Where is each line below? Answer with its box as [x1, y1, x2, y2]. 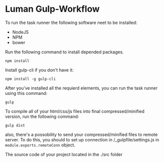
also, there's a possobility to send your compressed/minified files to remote [5, 131, 158, 138]
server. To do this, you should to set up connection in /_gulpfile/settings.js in [5, 137, 160, 142]
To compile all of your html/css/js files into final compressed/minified [5, 108, 145, 114]
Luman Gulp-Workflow [5, 3, 100, 15]
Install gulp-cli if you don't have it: [5, 67, 74, 73]
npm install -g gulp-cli [5, 76, 56, 81]
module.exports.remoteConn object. [5, 142, 76, 148]
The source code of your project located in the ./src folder [5, 151, 123, 157]
